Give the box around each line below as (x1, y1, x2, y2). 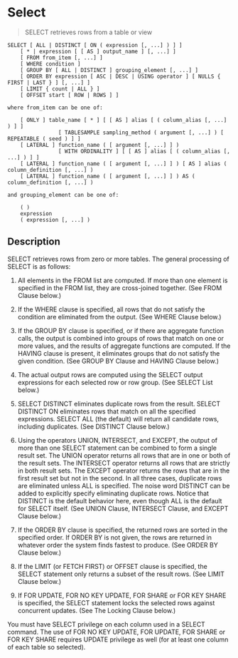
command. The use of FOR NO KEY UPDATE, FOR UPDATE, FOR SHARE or (7, 627, 226, 636)
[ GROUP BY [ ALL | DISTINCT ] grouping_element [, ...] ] (20, 66, 199, 73)
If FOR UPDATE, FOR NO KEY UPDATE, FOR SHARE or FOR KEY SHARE (17, 591, 227, 600)
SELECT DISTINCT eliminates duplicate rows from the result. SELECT (17, 399, 221, 408)
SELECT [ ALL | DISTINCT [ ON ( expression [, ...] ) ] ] (7, 41, 183, 48)
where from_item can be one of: (7, 104, 103, 111)
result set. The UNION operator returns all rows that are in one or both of (17, 451, 231, 460)
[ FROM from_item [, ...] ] (20, 54, 103, 61)
